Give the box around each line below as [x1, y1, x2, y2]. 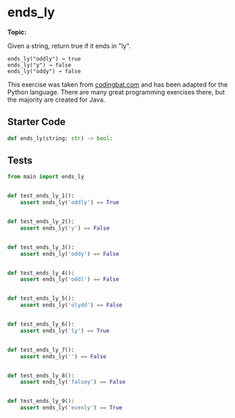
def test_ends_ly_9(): [7, 397, 75, 405]
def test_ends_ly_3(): [7, 243, 75, 251]
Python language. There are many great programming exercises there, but [7, 87, 226, 96]
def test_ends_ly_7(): [7, 346, 75, 353]
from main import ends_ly [7, 173, 84, 181]
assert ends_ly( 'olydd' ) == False [20, 301, 122, 309]
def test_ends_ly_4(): [7, 269, 75, 277]
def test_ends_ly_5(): [7, 295, 75, 302]
